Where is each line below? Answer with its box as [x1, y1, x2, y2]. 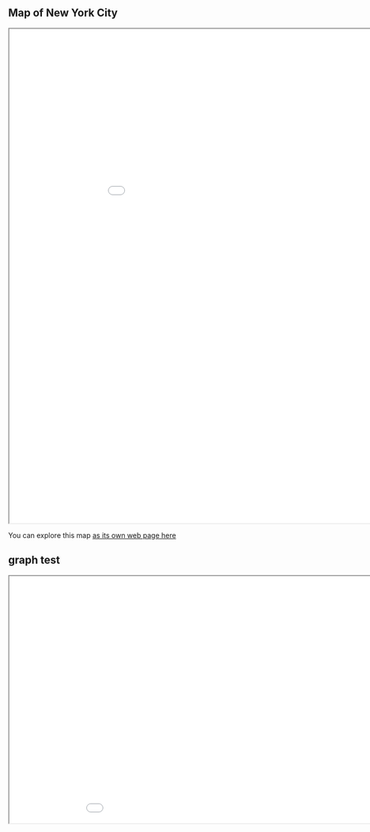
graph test [8, 554, 61, 567]
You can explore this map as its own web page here [8, 530, 176, 540]
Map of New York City [8, 6, 119, 20]
